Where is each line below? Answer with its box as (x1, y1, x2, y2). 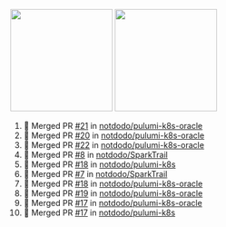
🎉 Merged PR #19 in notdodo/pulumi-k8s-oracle (23, 188, 203, 199)
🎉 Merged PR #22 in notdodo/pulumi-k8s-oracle (23, 140, 205, 150)
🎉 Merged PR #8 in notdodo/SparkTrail (23, 150, 169, 160)
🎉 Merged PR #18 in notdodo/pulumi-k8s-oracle (23, 178, 203, 189)
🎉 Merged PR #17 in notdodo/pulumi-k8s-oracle (23, 198, 202, 208)
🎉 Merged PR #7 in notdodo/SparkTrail (23, 169, 168, 179)
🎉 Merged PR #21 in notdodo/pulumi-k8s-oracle (23, 121, 203, 131)
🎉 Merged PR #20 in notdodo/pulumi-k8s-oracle (23, 130, 205, 141)
